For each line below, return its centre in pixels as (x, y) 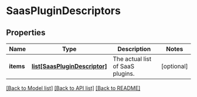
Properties (26, 33)
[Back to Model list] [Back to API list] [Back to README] (73, 88)
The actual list (132, 59)
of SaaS (124, 66)
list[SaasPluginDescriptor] (69, 66)
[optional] (174, 66)
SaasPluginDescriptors (64, 11)
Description (134, 49)
